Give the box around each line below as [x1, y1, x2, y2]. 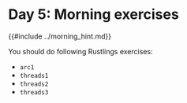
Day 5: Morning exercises [8, 6, 179, 24]
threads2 [19, 80, 49, 88]
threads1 [19, 72, 49, 79]
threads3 [19, 88, 49, 96]
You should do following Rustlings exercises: [8, 46, 153, 56]
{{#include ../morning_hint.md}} [8, 31, 112, 41]
